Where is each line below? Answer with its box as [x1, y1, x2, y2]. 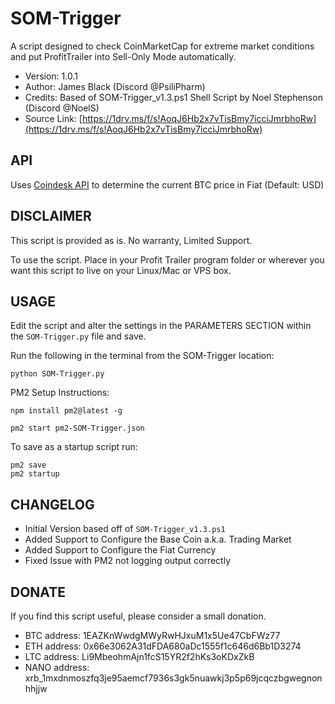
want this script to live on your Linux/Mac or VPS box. [10, 264, 232, 276]
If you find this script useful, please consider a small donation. [10, 610, 267, 622]
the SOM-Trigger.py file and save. [10, 330, 147, 342]
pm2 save [10, 460, 47, 471]
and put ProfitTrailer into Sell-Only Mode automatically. [10, 50, 237, 62]
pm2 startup [10, 469, 60, 479]
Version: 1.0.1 [24, 70, 78, 82]
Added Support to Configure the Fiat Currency [24, 544, 217, 556]
